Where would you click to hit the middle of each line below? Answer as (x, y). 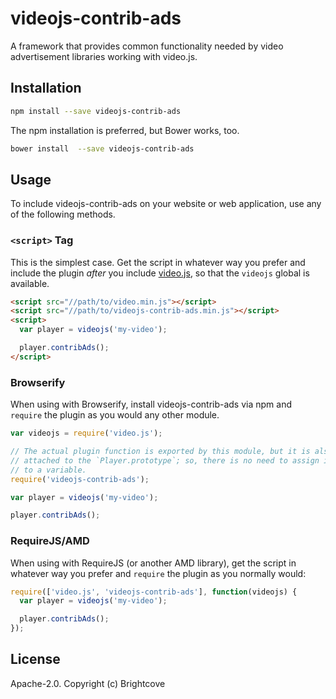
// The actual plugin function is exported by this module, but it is (160, 452)
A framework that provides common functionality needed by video (147, 46)
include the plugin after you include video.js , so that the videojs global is (160, 273)
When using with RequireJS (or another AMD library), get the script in (153, 563)
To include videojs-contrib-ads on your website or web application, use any (166, 204)
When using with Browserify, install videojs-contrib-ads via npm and (151, 404)
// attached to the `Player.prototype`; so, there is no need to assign (165, 460)
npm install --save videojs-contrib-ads (96, 111)
